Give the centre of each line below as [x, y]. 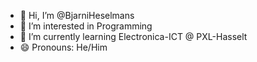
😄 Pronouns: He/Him [63, 47]
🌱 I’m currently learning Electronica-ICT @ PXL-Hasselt [133, 36]
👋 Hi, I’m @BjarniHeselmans [77, 15]
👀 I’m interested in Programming [86, 26]
